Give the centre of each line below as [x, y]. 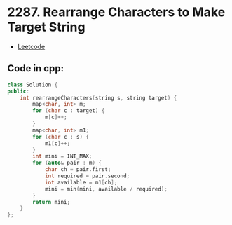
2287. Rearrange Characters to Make [116, 12]
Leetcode [31, 46]
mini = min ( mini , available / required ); [106, 189]
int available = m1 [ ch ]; [81, 182]
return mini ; [52, 202]
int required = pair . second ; [87, 176]
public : [19, 91]
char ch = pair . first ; [78, 170]
